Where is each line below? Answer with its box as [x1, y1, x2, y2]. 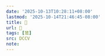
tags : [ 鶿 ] [6, 30, 32, 36]
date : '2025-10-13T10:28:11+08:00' [6, 8, 93, 15]
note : [6, 41, 19, 47]
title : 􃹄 [6, 19, 28, 25]
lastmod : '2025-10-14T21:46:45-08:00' [6, 14, 101, 20]
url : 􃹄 [6, 24, 22, 31]
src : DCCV [6, 36, 31, 41]
